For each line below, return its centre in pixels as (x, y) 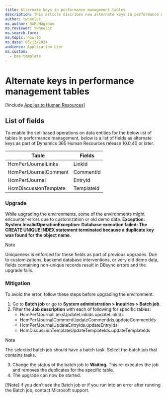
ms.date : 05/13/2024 (27, 42)
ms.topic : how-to (23, 38)
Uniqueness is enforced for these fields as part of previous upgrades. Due (81, 255)
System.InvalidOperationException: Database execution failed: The (76, 225)
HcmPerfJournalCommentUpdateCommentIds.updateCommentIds (88, 320)
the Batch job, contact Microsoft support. (47, 390)
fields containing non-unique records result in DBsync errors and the (76, 265)
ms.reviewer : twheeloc (29, 28)
